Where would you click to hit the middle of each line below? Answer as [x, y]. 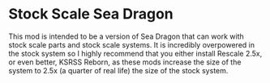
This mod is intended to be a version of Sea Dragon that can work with [126, 36]
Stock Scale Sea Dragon [91, 14]
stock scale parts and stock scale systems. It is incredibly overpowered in [132, 44]
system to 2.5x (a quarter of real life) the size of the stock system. [118, 70]
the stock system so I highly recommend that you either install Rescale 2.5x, [135, 53]
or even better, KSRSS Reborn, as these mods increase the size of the [125, 62]
